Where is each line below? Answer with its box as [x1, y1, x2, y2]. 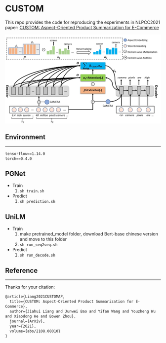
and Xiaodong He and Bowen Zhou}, [5, 314, 77, 319]
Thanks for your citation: [5, 284, 55, 290]
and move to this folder [19, 236, 67, 242]
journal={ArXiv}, [9, 319, 45, 324]
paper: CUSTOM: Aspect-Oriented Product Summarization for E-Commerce [5, 24, 159, 30]
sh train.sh [19, 189, 44, 194]
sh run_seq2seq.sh [19, 242, 58, 247]
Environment [5, 133, 46, 141]
